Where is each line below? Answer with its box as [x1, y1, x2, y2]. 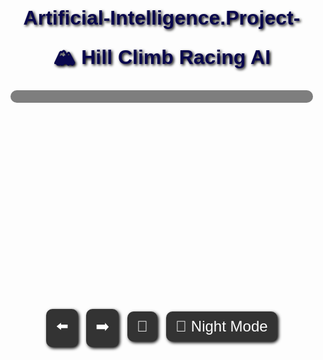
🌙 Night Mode [175, 317, 268, 335]
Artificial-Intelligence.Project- [23, 6, 301, 29]
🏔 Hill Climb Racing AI [52, 45, 272, 69]
